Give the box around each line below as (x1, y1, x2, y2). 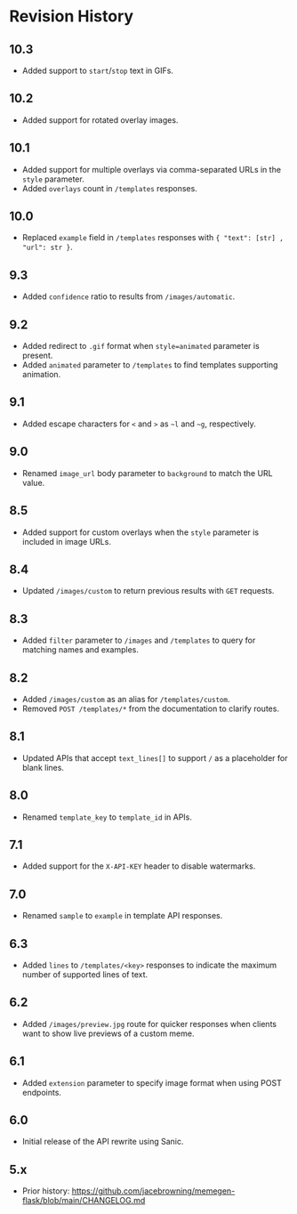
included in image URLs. (21, 536, 111, 546)
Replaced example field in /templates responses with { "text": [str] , (21, 232, 285, 243)
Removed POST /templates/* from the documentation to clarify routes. (21, 703, 280, 714)
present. (21, 350, 53, 361)
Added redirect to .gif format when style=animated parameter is (21, 341, 260, 352)
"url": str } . (21, 242, 73, 253)
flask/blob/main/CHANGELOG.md (21, 1195, 146, 1206)
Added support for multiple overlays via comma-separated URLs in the (21, 164, 282, 174)
